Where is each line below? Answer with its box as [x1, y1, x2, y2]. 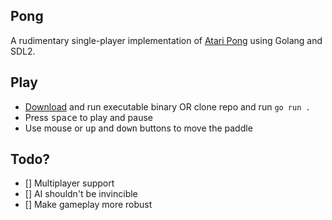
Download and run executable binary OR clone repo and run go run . [24, 100, 311, 113]
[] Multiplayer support [24, 177, 115, 189]
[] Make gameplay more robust [24, 199, 153, 211]
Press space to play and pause [24, 111, 153, 123]
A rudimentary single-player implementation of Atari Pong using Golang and [10, 34, 323, 46]
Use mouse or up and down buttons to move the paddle [24, 122, 253, 134]
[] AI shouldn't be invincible [24, 188, 138, 200]
